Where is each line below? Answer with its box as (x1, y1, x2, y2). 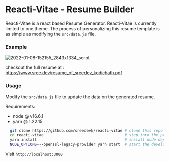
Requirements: (5, 103, 35, 109)
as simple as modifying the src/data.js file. (5, 31, 96, 37)
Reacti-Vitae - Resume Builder (5, 4, 134, 15)
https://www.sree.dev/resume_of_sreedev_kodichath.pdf (5, 70, 122, 76)
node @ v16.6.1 (12, 113, 44, 119)
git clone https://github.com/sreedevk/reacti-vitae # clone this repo (10, 128, 163, 133)
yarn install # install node (10, 137, 156, 142)
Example (5, 43, 27, 50)
